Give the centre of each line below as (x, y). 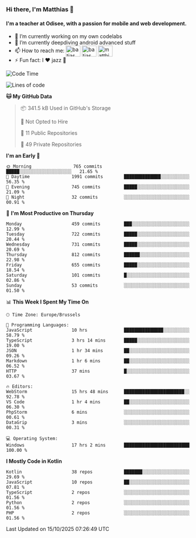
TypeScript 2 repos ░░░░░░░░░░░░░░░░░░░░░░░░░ (98, 493)
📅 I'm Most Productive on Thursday (50, 213)
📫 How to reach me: (39, 50)
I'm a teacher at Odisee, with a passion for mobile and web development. (97, 23)
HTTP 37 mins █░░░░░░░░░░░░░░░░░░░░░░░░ (98, 372)
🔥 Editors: (20, 387)
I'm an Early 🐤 (23, 156)
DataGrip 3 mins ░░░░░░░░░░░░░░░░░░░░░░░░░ (98, 423)
